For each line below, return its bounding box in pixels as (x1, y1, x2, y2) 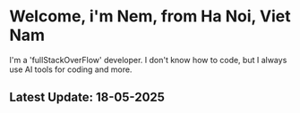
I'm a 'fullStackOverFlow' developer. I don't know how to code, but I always (9, 54, 287, 65)
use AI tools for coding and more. (9, 64, 133, 75)
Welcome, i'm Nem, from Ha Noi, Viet (9, 6, 291, 27)
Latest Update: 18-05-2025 (9, 90, 166, 105)
